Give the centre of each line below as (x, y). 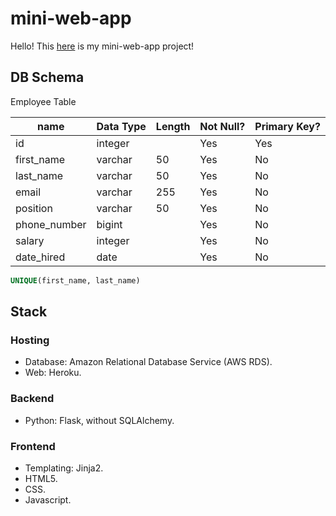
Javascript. (48, 499)
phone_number (51, 224)
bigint (109, 224)
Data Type (121, 126)
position (34, 208)
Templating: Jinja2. (64, 468)
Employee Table (43, 101)
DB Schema (47, 77)
